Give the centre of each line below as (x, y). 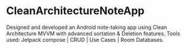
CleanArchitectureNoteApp (75, 11)
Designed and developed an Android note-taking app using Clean (87, 27)
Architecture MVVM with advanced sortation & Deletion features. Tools (93, 33)
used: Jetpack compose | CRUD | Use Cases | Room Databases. (85, 40)
